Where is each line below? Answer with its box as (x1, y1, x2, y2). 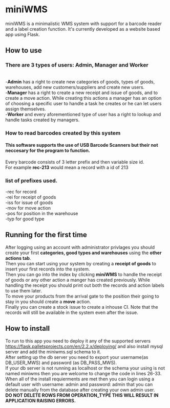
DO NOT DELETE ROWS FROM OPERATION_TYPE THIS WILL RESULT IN (5, 392, 159, 398)
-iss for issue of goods (5, 199, 53, 206)
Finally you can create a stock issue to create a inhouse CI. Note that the (5, 304, 158, 310)
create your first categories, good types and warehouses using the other (5, 250, 162, 256)
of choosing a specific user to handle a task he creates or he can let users (5, 100, 162, 106)
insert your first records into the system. (5, 266, 90, 272)
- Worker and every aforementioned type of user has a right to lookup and (5, 111, 161, 117)
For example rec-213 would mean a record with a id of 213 (5, 164, 129, 170)
